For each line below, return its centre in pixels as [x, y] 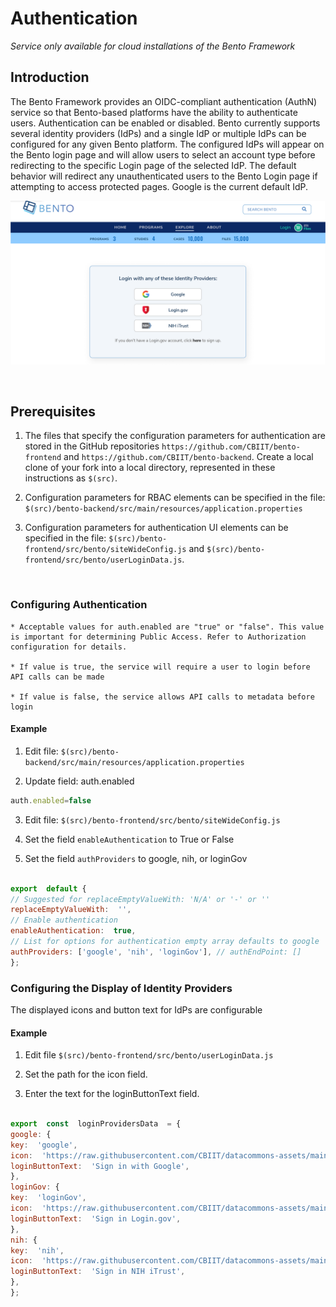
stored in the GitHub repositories [92, 446]
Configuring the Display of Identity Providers [121, 988]
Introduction [50, 77]
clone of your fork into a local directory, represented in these [150, 468]
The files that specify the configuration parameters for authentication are [175, 436]
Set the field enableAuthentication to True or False [129, 839]
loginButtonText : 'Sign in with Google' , [100, 1166]
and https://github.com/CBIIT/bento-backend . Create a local [188, 457]
